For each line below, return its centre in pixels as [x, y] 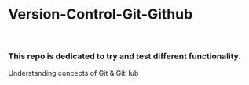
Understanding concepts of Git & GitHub [73, 73]
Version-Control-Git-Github [101, 14]
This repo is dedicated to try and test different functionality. [125, 56]
